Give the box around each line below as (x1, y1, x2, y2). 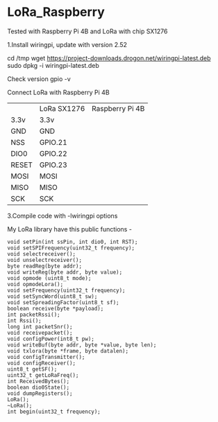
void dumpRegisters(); (7, 389, 73, 397)
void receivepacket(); (7, 329, 73, 336)
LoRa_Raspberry (7, 4, 106, 20)
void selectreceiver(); (7, 250, 76, 257)
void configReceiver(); (7, 360, 76, 367)
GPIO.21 (39, 137, 67, 147)
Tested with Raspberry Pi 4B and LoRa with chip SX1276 (7, 27, 168, 35)
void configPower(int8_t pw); (7, 335, 95, 342)
